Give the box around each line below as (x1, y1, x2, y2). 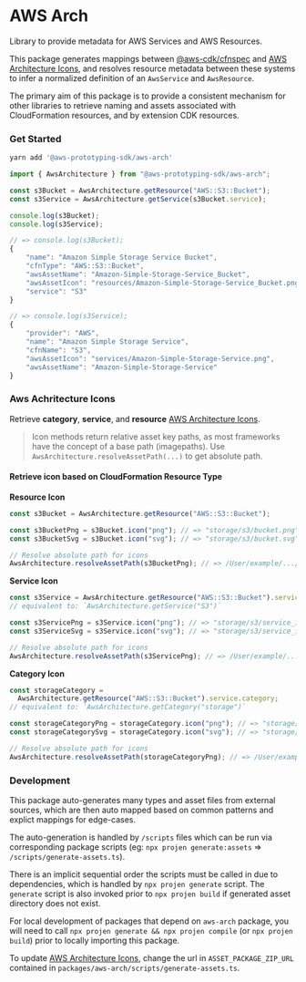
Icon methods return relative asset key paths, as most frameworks (31, 430, 280, 442)
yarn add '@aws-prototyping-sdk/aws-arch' (9, 153, 173, 162)
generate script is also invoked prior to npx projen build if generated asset (9, 888, 291, 899)
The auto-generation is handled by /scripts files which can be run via (9, 832, 273, 843)
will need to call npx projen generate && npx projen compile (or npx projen (9, 925, 293, 936)
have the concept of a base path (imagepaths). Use (31, 440, 226, 451)
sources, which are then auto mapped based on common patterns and (9, 804, 274, 816)
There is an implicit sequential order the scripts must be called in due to (9, 869, 279, 880)
